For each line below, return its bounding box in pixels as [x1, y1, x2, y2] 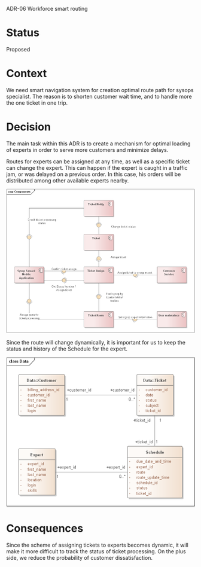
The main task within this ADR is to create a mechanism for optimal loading [6, 140, 191, 147]
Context [6, 67, 47, 80]
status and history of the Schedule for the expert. [6, 345, 127, 352]
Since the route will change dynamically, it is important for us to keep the [6, 339, 185, 346]
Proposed [6, 45, 31, 53]
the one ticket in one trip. [6, 99, 68, 106]
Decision [6, 120, 51, 134]
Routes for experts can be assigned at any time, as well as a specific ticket [6, 158, 190, 165]
